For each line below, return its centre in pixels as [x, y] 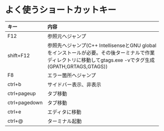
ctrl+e [14, 111]
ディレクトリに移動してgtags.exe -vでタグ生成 [101, 60]
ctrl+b [14, 84]
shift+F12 [19, 55]
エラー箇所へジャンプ [72, 75]
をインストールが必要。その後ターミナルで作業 [101, 53]
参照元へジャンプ [67, 36]
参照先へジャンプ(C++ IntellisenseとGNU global [102, 45]
